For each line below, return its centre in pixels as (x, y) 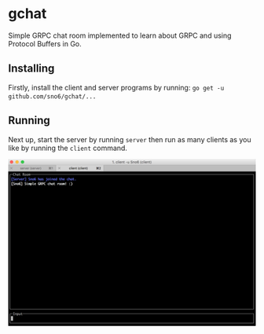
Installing (31, 69)
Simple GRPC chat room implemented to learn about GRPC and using (120, 35)
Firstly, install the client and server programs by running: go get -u (116, 87)
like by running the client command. (68, 148)
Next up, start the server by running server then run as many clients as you (130, 139)
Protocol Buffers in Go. (45, 43)
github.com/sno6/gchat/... (52, 96)
